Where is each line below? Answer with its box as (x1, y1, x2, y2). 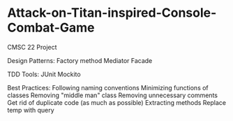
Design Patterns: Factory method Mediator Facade (7, 56, 153, 64)
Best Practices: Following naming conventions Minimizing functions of (7, 83, 209, 92)
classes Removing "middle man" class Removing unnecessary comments (7, 91, 218, 99)
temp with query (7, 106, 54, 114)
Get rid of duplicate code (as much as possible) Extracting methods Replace (7, 98, 227, 106)
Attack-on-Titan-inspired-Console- (7, 5, 217, 21)
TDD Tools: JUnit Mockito (7, 70, 82, 78)
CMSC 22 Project (7, 43, 57, 51)
